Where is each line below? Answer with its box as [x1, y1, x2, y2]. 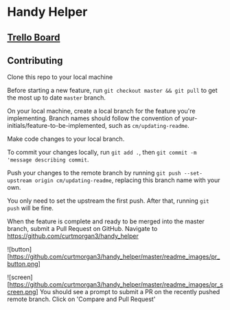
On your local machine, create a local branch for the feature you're [7, 107, 196, 115]
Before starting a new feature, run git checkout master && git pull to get [7, 87, 218, 95]
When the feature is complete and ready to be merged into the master [7, 217, 205, 225]
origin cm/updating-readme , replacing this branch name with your [34, 176, 221, 184]
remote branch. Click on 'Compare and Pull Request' [7, 295, 156, 303]
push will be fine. [7, 204, 54, 212]
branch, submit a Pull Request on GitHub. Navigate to [7, 225, 158, 233]
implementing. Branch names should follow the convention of [7, 114, 181, 122]
